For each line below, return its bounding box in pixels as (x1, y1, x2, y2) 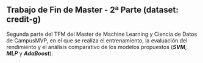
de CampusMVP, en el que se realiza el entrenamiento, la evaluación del (6, 36, 188, 44)
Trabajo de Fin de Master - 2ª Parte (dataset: (6, 5, 179, 15)
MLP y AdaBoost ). (6, 50, 54, 57)
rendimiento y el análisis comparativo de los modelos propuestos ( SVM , (6, 43, 187, 50)
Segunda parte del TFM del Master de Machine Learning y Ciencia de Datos (6, 30, 198, 38)
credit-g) (6, 15, 41, 25)
